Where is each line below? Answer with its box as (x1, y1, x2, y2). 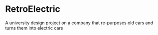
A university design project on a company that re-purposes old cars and (5, 20, 154, 26)
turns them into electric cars (5, 25, 63, 31)
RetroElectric (5, 3, 61, 15)
